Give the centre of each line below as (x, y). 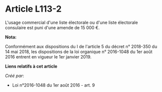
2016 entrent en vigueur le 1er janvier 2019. (48, 56)
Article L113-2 (33, 9)
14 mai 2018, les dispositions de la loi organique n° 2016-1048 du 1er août (79, 52)
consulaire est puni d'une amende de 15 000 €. (52, 27)
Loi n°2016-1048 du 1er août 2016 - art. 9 (53, 85)
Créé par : (15, 75)
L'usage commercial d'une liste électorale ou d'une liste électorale (71, 22)
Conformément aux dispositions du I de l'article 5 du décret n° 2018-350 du (81, 46)
